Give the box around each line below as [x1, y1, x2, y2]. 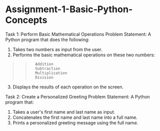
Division [35, 75, 54, 80]
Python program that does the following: [5, 37, 90, 43]
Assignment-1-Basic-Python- [5, 4, 133, 15]
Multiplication [35, 70, 68, 76]
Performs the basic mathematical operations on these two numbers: [12, 52, 155, 58]
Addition [35, 61, 54, 67]
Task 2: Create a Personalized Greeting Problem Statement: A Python [5, 93, 150, 100]
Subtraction [35, 66, 60, 71]
